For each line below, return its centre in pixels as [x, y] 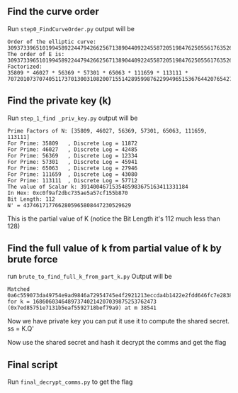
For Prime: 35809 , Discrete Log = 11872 [73, 143]
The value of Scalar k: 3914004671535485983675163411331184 [98, 187]
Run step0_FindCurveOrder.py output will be [71, 28]
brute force [33, 259]
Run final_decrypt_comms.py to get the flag [70, 382]
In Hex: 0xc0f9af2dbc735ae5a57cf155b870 [68, 193]
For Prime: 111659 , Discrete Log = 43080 [73, 174]
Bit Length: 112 [31, 199]
